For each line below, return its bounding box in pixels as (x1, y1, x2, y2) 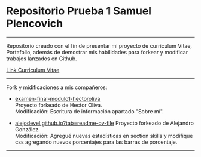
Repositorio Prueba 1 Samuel (6, 4, 151, 18)
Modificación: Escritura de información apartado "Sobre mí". (14, 107, 165, 115)
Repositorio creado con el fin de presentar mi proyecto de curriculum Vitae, (6, 42, 193, 49)
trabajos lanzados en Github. (6, 55, 77, 62)
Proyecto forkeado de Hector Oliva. (14, 101, 102, 109)
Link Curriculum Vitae (6, 66, 60, 73)
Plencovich (6, 17, 63, 30)
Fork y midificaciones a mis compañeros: (6, 84, 108, 91)
